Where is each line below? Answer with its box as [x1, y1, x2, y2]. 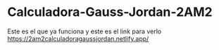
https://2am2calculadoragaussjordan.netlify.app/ [7, 34, 149, 42]
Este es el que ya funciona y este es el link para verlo [7, 27, 162, 35]
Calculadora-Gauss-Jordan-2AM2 [7, 4, 213, 20]
